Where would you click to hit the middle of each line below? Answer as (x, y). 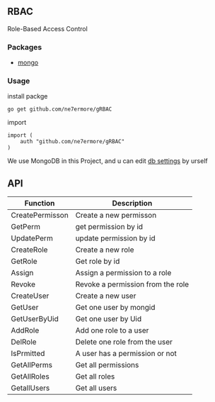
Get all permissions (107, 365)
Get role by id (98, 262)
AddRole (25, 330)
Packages (25, 47)
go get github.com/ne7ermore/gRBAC (60, 109)
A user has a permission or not (126, 354)
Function (40, 203)
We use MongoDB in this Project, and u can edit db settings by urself (107, 161)
